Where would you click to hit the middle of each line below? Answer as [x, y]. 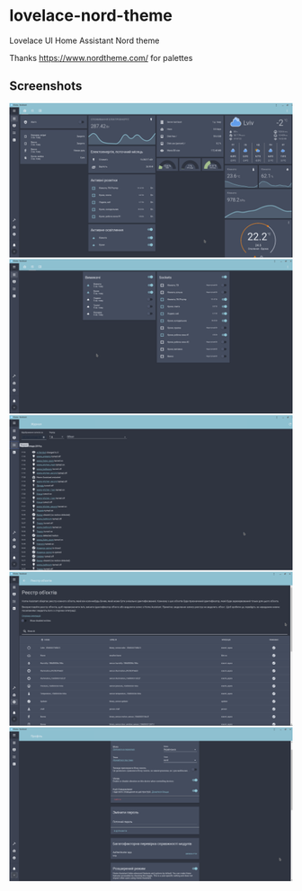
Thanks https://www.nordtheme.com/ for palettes [101, 57]
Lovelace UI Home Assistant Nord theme [84, 40]
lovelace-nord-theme [91, 16]
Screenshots [46, 86]
